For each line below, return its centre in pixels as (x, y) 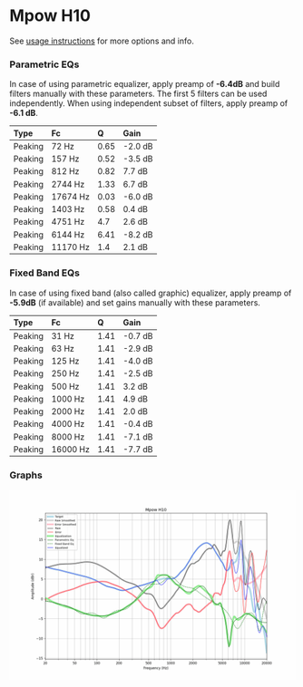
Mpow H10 (50, 16)
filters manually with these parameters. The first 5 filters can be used (138, 94)
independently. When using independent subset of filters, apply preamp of (149, 103)
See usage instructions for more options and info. (102, 41)
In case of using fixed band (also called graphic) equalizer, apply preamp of (151, 293)
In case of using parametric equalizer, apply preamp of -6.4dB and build (145, 84)
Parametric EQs (44, 64)
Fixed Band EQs (44, 273)
